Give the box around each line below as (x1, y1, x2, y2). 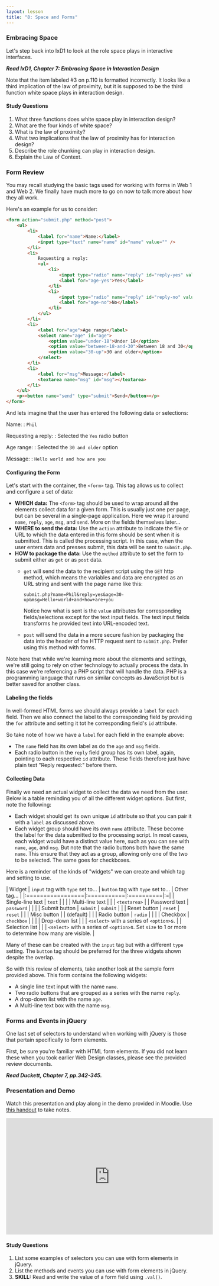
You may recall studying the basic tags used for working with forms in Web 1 (6, 182, 192, 189)
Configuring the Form (6, 469, 60, 476)
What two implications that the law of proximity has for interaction (14, 134, 175, 141)
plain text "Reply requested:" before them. (14, 762, 117, 769)
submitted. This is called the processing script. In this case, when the (14, 537, 184, 544)
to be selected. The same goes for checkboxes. (14, 856, 131, 863)
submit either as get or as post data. (14, 556, 103, 563)
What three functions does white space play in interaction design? (14, 116, 176, 123)
